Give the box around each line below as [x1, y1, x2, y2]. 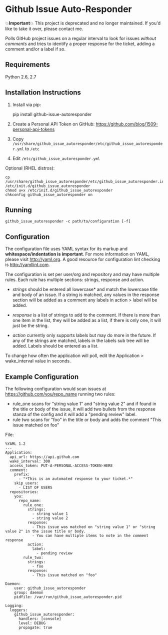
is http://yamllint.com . [5, 261, 50, 268]
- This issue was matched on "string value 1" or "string [31, 524, 155, 529]
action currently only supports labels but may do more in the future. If [12, 332, 156, 338]
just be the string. [12, 322, 49, 328]
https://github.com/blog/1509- [95, 121, 158, 127]
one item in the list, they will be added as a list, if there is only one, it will [12, 317, 161, 323]
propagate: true [18, 625, 52, 630]
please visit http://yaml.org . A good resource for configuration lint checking [5, 256, 160, 262]
